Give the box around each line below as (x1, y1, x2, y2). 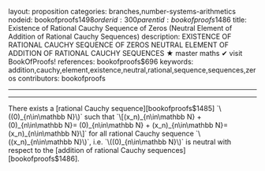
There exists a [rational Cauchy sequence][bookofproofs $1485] (8, 104, 215, 113)
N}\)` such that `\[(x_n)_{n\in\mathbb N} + (66, 112, 202, 121)
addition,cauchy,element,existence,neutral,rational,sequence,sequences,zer (8, 65, 256, 74)
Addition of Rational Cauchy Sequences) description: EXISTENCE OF (8, 32, 232, 41)
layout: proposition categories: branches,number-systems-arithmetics (8, 7, 237, 16)
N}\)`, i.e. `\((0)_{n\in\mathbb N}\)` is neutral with (73, 137, 232, 147)
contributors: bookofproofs (17, 74, 106, 83)
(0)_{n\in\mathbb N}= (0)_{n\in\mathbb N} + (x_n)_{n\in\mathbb (8, 121, 214, 129)
